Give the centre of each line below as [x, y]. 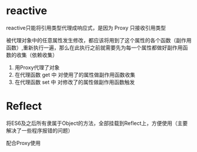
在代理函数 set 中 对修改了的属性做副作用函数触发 [75, 82]
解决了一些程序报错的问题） [40, 130]
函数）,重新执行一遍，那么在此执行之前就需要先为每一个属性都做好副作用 [95, 48]
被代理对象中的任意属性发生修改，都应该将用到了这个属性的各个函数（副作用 [99, 40]
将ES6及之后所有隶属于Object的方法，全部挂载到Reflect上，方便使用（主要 [97, 123]
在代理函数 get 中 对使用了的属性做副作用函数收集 [75, 75]
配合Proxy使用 [24, 143]
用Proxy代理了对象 [37, 67]
